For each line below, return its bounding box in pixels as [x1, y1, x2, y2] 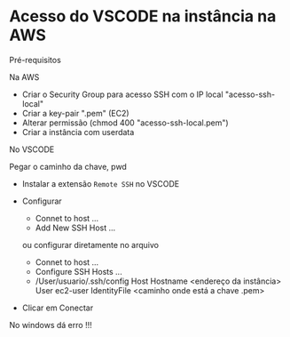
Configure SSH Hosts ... [35, 266, 122, 277]
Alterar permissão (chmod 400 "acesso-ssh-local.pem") [21, 117, 229, 128]
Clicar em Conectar [21, 302, 94, 313]
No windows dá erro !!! [9, 319, 92, 330]
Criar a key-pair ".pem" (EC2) [21, 108, 130, 118]
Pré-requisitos [9, 54, 62, 65]
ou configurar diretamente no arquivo [21, 239, 160, 250]
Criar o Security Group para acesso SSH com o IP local [21, 89, 223, 100]
